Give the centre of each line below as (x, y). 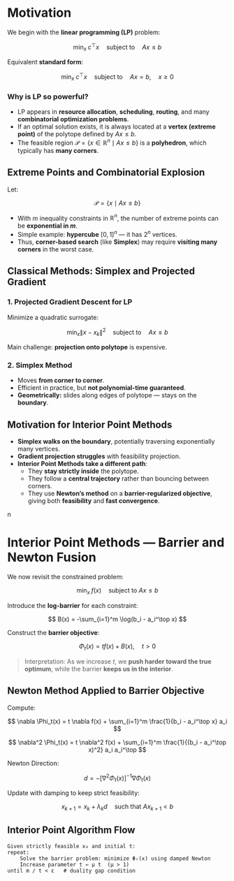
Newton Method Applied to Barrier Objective (106, 691)
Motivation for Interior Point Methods (90, 424)
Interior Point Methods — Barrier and (116, 543)
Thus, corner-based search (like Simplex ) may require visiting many (117, 242)
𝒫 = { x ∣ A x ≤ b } (117, 203)
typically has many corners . (58, 150)
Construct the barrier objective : (53, 632)
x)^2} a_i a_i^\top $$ (117, 750)
